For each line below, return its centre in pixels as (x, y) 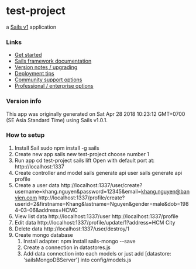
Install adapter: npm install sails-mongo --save (79, 241)
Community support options (48, 80)
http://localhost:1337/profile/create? (82, 198)
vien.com (26, 198)
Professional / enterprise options (54, 86)
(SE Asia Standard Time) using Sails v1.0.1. (57, 120)
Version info (24, 101)
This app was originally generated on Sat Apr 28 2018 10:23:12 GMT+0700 (96, 114)
